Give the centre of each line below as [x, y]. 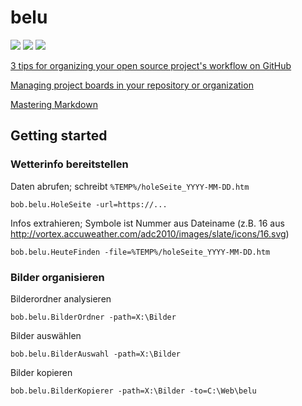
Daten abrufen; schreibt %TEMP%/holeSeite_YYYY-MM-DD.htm [130, 186]
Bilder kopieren [41, 372]
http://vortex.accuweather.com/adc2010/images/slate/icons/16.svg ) [150, 233]
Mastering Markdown [54, 104]
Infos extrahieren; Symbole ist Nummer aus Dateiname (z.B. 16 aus [147, 223]
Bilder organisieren [57, 277]
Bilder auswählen [46, 335]
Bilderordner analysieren [61, 298]
